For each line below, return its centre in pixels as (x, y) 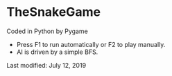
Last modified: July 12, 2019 (46, 65)
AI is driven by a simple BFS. (57, 52)
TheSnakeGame (54, 12)
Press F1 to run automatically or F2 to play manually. (91, 44)
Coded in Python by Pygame (47, 31)
